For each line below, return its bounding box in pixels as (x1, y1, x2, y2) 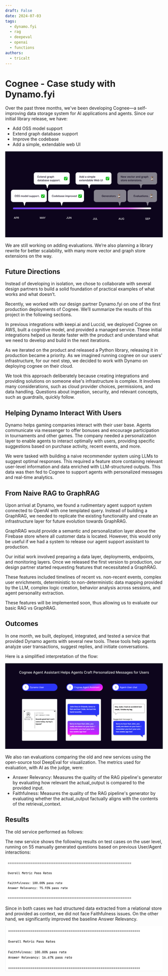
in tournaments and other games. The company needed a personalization (5, 433, 156, 439)
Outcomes (5, 619, 38, 628)
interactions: (5, 849, 31, 855)
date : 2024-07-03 (5, 13, 41, 19)
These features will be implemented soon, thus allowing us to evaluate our (5, 600, 158, 606)
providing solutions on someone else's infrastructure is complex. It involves (5, 378, 160, 384)
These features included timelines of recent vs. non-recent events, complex (5, 574, 161, 580)
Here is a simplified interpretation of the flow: (5, 653, 98, 659)
